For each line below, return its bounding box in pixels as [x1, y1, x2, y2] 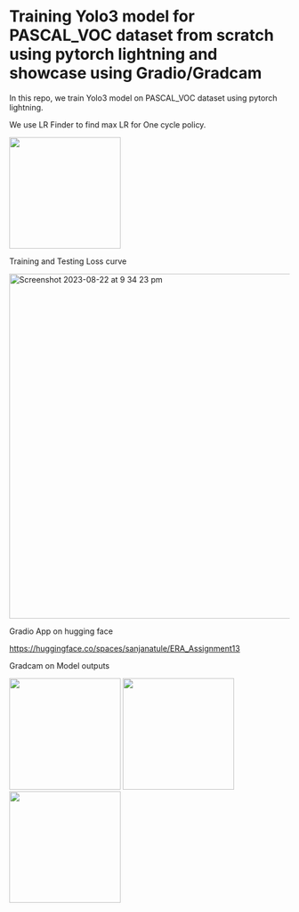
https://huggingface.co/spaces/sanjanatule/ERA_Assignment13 [9, 643, 240, 653]
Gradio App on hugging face [9, 626, 114, 637]
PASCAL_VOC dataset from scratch [9, 25, 274, 45]
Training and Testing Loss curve [9, 256, 127, 267]
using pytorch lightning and [9, 45, 218, 64]
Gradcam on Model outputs [9, 660, 109, 670]
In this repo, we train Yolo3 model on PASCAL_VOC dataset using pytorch [9, 92, 278, 103]
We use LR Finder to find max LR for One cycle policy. [9, 119, 206, 130]
